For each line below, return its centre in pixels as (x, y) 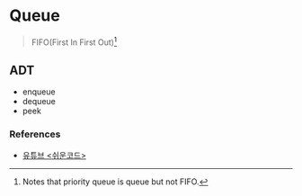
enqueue (39, 92)
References (35, 134)
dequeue (39, 102)
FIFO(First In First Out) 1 (74, 41)
